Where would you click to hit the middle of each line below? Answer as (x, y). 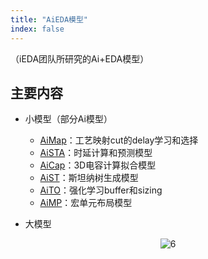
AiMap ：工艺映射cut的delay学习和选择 (119, 140)
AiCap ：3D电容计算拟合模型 (98, 165)
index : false (37, 29)
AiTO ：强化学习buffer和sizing (101, 190)
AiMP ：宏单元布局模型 (86, 203)
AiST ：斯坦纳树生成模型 (89, 178)
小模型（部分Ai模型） (68, 119)
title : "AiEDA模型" (49, 19)
